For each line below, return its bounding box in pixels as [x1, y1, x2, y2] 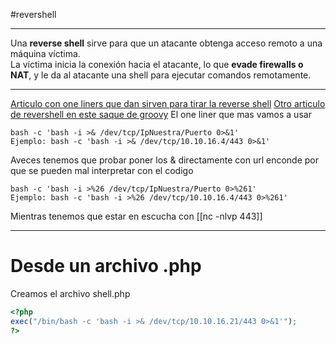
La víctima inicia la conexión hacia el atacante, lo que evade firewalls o [10, 59, 304, 70]
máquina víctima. [10, 48, 81, 59]
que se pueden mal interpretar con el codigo [10, 165, 194, 176]
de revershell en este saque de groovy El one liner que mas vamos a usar [10, 109, 312, 120]
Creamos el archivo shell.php [10, 287, 131, 299]
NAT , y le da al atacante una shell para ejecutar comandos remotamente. [10, 69, 312, 81]
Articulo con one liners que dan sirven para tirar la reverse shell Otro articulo [10, 98, 326, 109]
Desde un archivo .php [10, 255, 202, 278]
